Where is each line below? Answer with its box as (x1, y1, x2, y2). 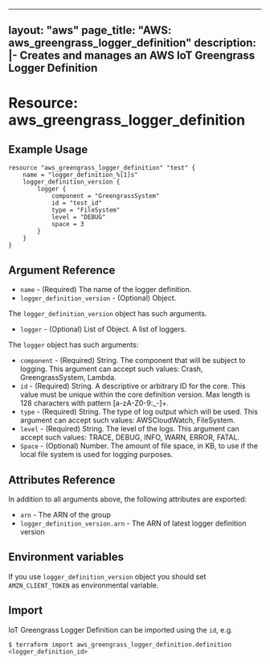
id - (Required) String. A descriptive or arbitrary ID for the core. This (19, 381, 247, 391)
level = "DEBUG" (51, 213, 106, 221)
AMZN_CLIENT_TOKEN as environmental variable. (8, 580, 159, 590)
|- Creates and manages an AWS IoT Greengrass (8, 49, 256, 63)
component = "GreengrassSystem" (51, 192, 160, 200)
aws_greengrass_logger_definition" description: (8, 36, 257, 50)
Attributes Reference (8, 472, 116, 487)
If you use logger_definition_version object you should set (8, 571, 207, 581)
